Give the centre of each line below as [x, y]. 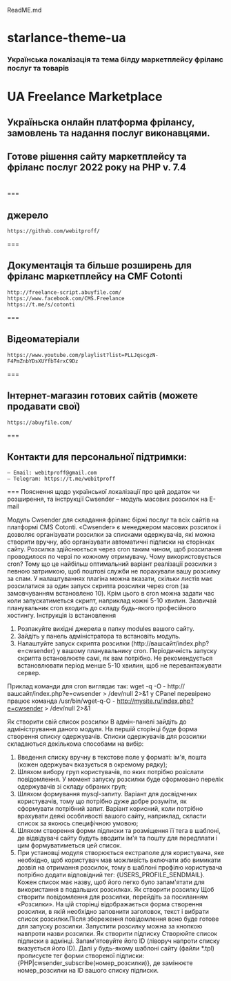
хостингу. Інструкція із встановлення [61, 616]
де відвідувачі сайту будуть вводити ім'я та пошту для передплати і [117, 838]
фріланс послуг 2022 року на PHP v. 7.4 [97, 168]
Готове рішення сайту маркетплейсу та [97, 157]
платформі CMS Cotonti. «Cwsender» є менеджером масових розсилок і [114, 527]
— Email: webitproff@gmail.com [52, 473]
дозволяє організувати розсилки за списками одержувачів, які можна [111, 535]
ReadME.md [24, 10]
